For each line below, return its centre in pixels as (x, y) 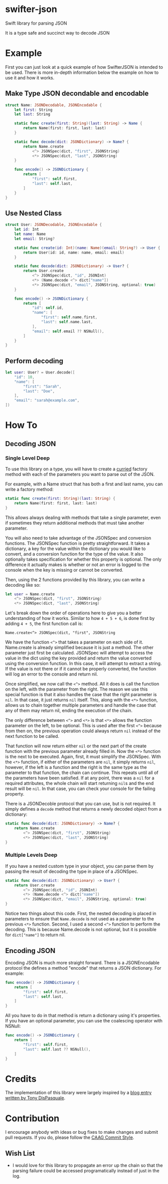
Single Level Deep (28, 458)
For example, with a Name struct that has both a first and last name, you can (84, 484)
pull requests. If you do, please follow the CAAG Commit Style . (70, 1137)
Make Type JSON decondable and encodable (77, 94)
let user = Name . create (30, 594)
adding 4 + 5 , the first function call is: (44, 624)
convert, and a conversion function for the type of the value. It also (74, 554)
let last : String (32, 114)
